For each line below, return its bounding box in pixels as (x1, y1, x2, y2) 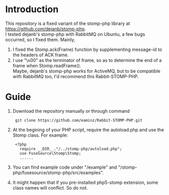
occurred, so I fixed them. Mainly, (5, 37, 76, 43)
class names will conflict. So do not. (12, 184, 88, 191)
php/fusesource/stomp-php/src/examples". (12, 169, 104, 176)
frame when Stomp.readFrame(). (12, 62, 81, 69)
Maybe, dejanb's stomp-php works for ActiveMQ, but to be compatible (12, 68, 161, 74)
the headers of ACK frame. (12, 52, 69, 58)
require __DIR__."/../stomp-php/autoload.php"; (19, 146, 122, 151)
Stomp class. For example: (12, 132, 69, 138)
